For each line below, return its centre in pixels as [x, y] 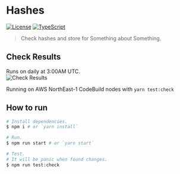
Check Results [34, 57]
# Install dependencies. [37, 121]
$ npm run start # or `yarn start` [50, 143]
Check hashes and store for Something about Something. [91, 38]
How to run [27, 108]
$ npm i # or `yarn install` [42, 127]
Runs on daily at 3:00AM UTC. [43, 71]
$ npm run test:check [33, 165]
